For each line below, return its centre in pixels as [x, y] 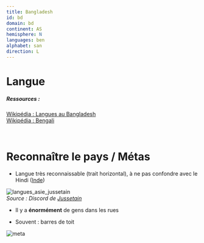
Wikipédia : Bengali [30, 120]
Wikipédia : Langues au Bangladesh [51, 114]
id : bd [15, 18]
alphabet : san [24, 46]
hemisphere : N [24, 35]
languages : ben [26, 40]
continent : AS [24, 29]
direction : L [23, 52]
